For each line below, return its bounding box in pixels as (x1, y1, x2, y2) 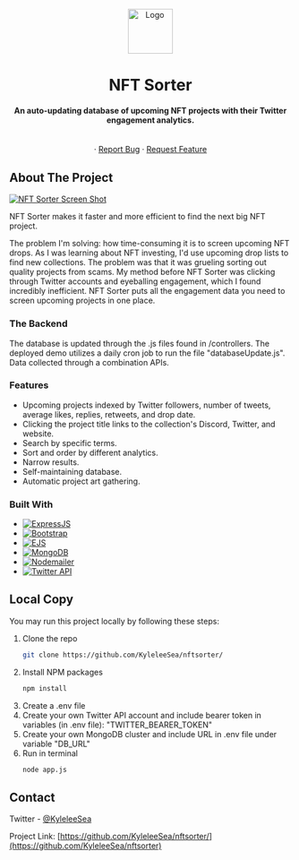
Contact (9, 789, 56, 804)
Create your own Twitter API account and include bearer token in (21, 709, 262, 720)
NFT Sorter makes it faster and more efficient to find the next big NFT (9, 211, 266, 222)
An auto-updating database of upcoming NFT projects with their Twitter (13, 105, 287, 116)
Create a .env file (21, 700, 86, 710)
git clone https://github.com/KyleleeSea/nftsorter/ (21, 650, 224, 659)
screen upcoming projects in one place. (9, 295, 156, 306)
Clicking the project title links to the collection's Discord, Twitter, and (21, 418, 276, 429)
